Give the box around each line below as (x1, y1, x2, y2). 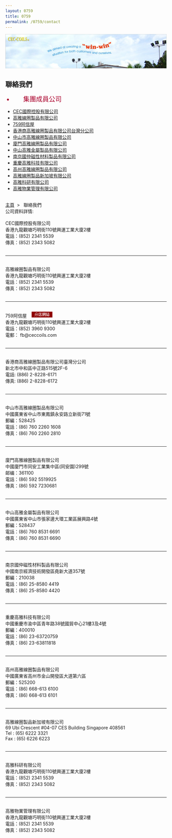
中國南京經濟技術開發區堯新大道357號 (5, 568, 85, 574)
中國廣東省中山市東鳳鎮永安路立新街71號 (5, 411, 91, 417)
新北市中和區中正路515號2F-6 (5, 365, 68, 371)
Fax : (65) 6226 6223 (5, 736, 50, 742)
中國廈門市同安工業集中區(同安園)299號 (5, 463, 89, 470)
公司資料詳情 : (5, 208, 34, 214)
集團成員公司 (23, 95, 62, 104)
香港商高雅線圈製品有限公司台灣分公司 (12, 127, 94, 134)
